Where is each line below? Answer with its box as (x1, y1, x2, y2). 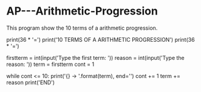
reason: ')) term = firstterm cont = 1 (6, 61, 95, 68)
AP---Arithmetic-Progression (6, 4, 158, 18)
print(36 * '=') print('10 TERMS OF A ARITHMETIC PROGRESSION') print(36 (6, 36, 196, 43)
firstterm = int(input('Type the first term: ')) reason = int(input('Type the (6, 54, 185, 61)
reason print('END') (6, 79, 55, 86)
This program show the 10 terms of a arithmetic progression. (6, 24, 158, 31)
